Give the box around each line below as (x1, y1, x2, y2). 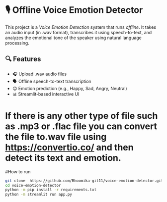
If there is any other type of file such (5, 110, 158, 121)
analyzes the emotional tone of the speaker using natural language (5, 35, 142, 41)
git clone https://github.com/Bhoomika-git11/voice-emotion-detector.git (5, 178, 164, 183)
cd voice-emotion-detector (5, 183, 61, 188)
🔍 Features (5, 55, 41, 63)
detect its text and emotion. (5, 152, 122, 163)
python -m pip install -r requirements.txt (5, 187, 97, 193)
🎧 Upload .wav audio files (12, 71, 67, 77)
